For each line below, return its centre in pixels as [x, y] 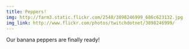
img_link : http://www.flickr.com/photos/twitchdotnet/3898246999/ [91, 23]
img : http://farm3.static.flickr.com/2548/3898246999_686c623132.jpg [95, 17]
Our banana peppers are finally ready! [53, 40]
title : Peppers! [26, 12]
